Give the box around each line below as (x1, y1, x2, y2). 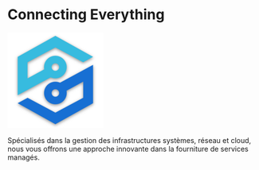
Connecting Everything (7, 6, 165, 24)
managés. (7, 153, 41, 162)
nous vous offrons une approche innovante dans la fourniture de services (7, 144, 249, 153)
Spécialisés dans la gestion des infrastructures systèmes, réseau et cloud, (7, 135, 252, 145)
